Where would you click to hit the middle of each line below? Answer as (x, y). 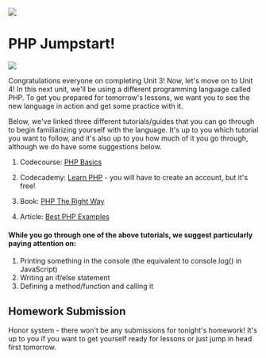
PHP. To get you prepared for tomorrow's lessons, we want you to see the (129, 97)
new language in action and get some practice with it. (96, 106)
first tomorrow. (33, 347)
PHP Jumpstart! (62, 44)
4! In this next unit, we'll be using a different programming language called (130, 89)
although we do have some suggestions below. (85, 146)
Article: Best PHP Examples (64, 216)
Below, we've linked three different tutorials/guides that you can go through (131, 121)
